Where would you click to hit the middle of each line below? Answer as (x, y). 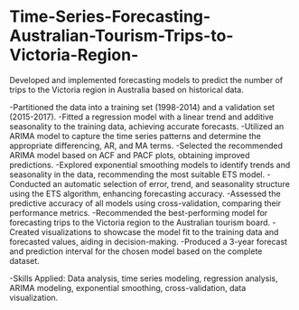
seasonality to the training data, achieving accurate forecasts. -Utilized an (147, 126)
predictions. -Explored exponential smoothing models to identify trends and (150, 164)
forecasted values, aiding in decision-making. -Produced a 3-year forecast (148, 241)
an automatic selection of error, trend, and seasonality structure (172, 183)
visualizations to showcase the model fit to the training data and (160, 231)
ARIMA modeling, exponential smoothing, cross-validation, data (128, 287)
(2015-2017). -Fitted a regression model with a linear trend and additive (141, 117)
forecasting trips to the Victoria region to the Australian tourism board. (140, 222)
